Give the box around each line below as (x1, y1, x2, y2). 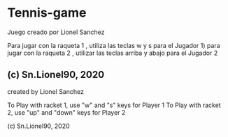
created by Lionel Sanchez (7, 87, 84, 95)
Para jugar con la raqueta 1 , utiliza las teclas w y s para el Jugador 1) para (7, 41, 220, 49)
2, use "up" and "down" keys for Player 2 (7, 108, 126, 116)
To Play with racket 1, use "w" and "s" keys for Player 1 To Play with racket (7, 101, 222, 109)
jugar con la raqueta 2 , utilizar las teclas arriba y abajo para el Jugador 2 (7, 49, 218, 57)
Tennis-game (7, 5, 87, 21)
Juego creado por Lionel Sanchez (7, 28, 105, 36)
